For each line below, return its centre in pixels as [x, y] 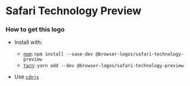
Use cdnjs [27, 77]
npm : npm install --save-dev [58, 54]
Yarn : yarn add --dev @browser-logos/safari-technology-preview [103, 65]
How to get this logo [35, 30]
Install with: [28, 42]
